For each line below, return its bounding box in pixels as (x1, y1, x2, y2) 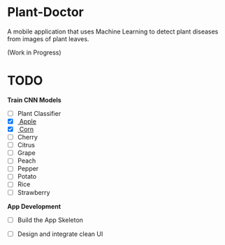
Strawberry (17, 188, 50, 196)
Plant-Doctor (7, 4, 84, 20)
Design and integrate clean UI (17, 230, 103, 238)
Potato (17, 172, 37, 181)
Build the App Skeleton (17, 216, 84, 224)
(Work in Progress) (7, 48, 61, 57)
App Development (7, 202, 61, 210)
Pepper (17, 165, 39, 173)
